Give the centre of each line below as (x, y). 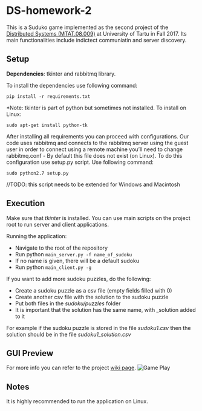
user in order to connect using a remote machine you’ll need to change (95, 149)
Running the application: (37, 236)
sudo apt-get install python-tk (47, 125)
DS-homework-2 (49, 11)
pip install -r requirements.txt (48, 96)
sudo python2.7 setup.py (37, 173)
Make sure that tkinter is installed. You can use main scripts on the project (98, 218)
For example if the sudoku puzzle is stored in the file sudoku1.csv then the (99, 328)
